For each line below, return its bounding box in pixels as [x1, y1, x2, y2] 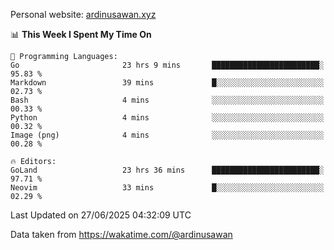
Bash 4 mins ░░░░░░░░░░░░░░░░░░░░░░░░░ [10, 95, 325, 105]
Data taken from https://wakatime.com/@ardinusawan [10, 229, 233, 240]
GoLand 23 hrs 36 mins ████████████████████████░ [10, 165, 325, 175]
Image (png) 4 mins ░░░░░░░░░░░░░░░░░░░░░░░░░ [10, 130, 325, 140]
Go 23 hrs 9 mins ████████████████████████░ [10, 60, 325, 70]
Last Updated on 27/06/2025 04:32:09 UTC [10, 209, 192, 221]
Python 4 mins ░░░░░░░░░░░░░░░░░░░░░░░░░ [10, 113, 325, 123]
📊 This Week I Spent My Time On [10, 29, 152, 40]
